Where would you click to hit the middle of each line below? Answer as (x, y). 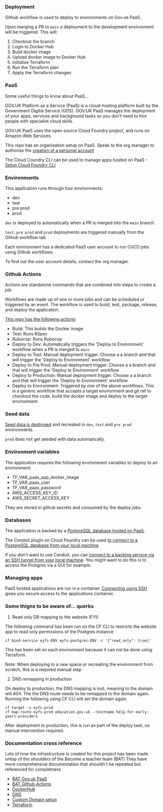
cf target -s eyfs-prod (29, 708)
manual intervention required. (35, 730)
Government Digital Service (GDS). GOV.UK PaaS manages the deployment (80, 110)
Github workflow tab (26, 237)
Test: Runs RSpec (30, 334)
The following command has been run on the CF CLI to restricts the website (81, 626)
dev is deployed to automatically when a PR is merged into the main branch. (80, 223)
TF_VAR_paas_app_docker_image (45, 477)
